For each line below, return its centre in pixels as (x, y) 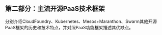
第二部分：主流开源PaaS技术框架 (55, 9)
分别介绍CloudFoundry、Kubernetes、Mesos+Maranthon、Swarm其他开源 (81, 21)
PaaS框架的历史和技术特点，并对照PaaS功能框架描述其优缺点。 (69, 27)
